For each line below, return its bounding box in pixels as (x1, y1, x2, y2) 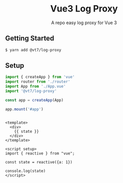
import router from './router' (5, 79, 70, 84)
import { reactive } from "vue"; (5, 151, 75, 156)
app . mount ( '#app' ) (5, 106, 43, 112)
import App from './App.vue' (5, 84, 66, 89)
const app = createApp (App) (5, 97, 64, 103)
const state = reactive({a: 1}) (5, 159, 72, 164)
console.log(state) (5, 168, 46, 173)
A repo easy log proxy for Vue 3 (51, 20, 117, 26)
